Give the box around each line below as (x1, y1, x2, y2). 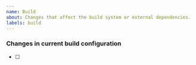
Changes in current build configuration (6, 39, 121, 48)
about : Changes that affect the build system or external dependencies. (6, 14, 191, 20)
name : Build (6, 8, 36, 15)
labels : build (6, 20, 42, 26)
